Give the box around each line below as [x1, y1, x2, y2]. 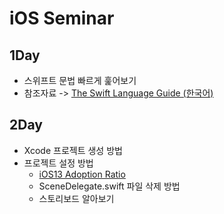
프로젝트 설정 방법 [23, 157, 94, 169]
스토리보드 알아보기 [38, 192, 115, 204]
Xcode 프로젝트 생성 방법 [23, 144, 123, 156]
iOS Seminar [9, 7, 115, 30]
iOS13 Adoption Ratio [38, 168, 126, 180]
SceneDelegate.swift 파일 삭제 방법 [38, 180, 181, 192]
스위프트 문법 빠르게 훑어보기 [23, 75, 137, 86]
